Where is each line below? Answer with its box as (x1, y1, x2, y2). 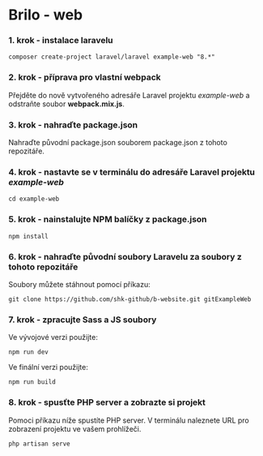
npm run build (8, 378, 57, 386)
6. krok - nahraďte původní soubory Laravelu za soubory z (8, 251, 243, 262)
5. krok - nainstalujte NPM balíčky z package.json (8, 213, 208, 225)
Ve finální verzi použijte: (8, 363, 89, 372)
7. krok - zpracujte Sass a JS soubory (8, 314, 157, 325)
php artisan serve (8, 440, 70, 448)
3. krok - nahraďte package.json (8, 119, 138, 131)
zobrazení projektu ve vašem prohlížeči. (8, 424, 142, 433)
